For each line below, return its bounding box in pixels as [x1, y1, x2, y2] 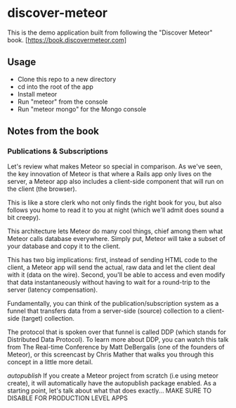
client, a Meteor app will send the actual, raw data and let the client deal [7, 263, 216, 272]
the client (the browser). [7, 185, 77, 193]
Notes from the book [7, 125, 100, 137]
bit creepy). [7, 214, 41, 222]
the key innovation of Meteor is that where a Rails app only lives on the [7, 170, 212, 178]
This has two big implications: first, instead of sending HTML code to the [7, 256, 218, 264]
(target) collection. [20, 314, 75, 323]
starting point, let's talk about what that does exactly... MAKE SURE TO [7, 386, 212, 395]
